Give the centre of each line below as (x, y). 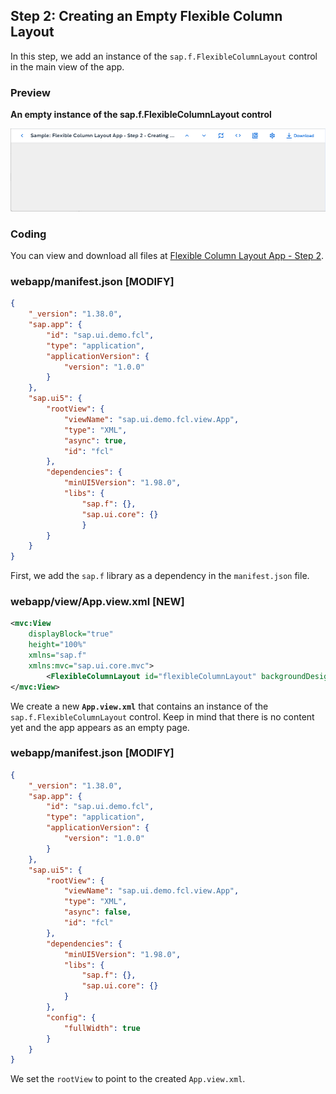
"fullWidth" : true (102, 1028)
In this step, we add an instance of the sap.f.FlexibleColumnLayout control (164, 56)
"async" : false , (97, 912)
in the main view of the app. (67, 66)
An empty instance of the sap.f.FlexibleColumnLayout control (141, 115)
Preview (30, 92)
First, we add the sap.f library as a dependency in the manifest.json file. (160, 576)
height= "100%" (57, 645)
